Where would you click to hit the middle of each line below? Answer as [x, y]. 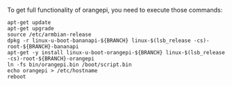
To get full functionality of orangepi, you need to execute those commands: [115, 10]
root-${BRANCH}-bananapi [43, 47]
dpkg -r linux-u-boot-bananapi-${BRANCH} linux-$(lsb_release [99, 41]
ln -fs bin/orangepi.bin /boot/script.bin [69, 65]
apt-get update [29, 23]
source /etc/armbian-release [49, 34]
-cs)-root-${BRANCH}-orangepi [51, 58]
